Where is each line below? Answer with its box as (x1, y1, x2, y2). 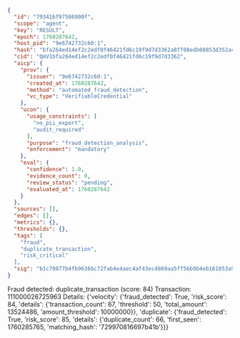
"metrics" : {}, (14, 219, 59, 226)
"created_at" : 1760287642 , (26, 79, 107, 87)
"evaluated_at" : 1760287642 (26, 185, 111, 193)
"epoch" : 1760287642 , (14, 33, 79, 41)
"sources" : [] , (14, 205, 59, 213)
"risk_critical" (20, 252, 69, 260)
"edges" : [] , (14, 212, 53, 220)
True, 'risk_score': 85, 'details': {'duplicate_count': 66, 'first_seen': (7, 314, 201, 324)
